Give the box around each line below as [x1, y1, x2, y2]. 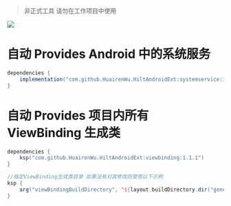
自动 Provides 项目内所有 [7, 107, 149, 123]
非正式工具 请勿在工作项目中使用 [23, 7, 117, 14]
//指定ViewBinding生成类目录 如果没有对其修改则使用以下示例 [7, 174, 163, 181]
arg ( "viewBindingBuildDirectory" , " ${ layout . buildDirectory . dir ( [19, 186, 211, 193]
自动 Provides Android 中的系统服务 [7, 46, 211, 62]
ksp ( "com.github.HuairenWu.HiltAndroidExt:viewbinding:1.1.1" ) [19, 154, 205, 161]
